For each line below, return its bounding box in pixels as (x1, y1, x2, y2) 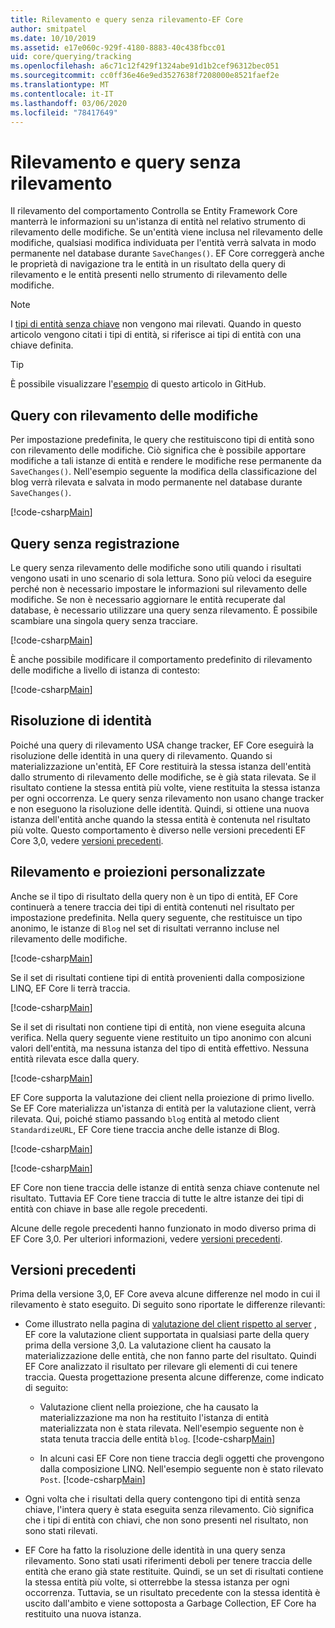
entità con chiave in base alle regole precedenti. (10, 1202, 208, 1215)
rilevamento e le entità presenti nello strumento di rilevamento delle (10, 269, 288, 281)
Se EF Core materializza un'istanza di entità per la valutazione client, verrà (10, 1102, 317, 1114)
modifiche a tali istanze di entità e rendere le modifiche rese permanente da (10, 455, 322, 467)
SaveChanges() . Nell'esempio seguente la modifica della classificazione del (10, 466, 317, 478)
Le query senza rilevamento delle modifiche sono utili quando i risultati (10, 561, 302, 573)
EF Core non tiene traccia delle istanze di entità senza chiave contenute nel (10, 1181, 320, 1193)
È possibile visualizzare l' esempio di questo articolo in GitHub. (10, 378, 267, 390)
